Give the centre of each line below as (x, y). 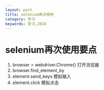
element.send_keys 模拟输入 (42, 76)
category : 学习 (20, 19)
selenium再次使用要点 (51, 50)
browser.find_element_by (38, 70)
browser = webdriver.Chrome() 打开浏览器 (56, 65)
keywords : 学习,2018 (26, 24)
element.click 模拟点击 (35, 82)
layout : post (19, 10)
